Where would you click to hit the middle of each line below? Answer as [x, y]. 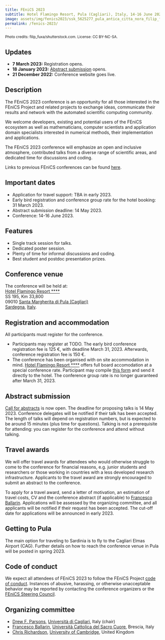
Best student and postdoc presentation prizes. [59, 259]
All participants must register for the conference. [54, 335]
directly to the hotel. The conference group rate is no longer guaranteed [85, 376]
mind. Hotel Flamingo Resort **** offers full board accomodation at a [82, 365]
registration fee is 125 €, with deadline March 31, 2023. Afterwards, [80, 349]
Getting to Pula [28, 529]
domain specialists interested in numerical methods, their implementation [79, 132]
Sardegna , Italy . [21, 307]
